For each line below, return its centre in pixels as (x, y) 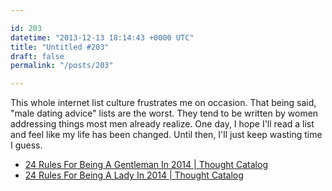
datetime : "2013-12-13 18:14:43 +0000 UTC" (102, 37)
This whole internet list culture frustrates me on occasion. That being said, (163, 103)
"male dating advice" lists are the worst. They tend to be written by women (164, 113)
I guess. (26, 145)
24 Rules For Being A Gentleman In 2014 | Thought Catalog (146, 165)
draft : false (37, 56)
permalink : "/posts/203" (62, 66)
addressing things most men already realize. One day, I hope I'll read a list (162, 124)
